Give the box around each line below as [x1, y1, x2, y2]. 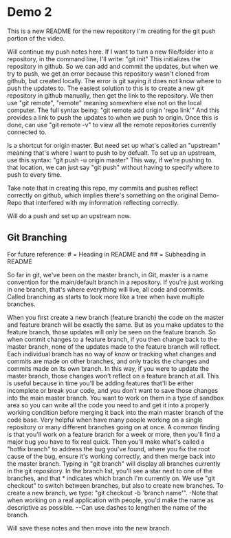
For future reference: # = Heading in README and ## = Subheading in [7, 250, 206, 258]
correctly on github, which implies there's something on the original [7, 191, 199, 200]
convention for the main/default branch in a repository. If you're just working [7, 278, 223, 286]
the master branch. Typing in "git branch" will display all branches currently [7, 459, 221, 468]
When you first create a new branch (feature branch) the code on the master [7, 313, 225, 321]
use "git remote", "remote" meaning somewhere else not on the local [7, 98, 202, 107]
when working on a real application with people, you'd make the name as [7, 496, 214, 504]
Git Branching [7, 232, 67, 244]
